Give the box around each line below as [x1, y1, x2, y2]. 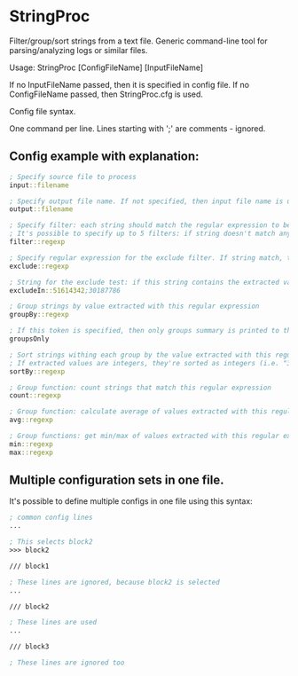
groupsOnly [9, 334, 50, 343]
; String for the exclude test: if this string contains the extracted [9, 278, 279, 287]
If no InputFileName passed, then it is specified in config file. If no [9, 79, 250, 90]
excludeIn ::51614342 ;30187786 [9, 286, 122, 295]
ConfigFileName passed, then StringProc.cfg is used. [9, 89, 204, 99]
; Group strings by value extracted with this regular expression [9, 302, 260, 311]
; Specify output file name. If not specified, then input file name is [9, 197, 284, 206]
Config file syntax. [9, 106, 76, 116]
